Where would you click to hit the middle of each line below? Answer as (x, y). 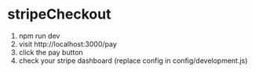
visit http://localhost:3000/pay (67, 43)
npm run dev (39, 36)
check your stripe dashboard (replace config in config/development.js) (133, 61)
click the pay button (51, 52)
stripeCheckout (59, 14)
